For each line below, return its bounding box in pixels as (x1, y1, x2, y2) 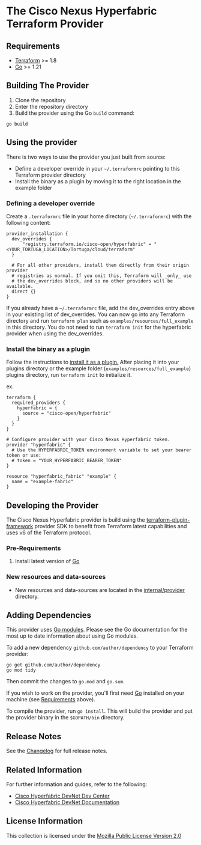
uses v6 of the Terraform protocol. (6, 529, 92, 536)
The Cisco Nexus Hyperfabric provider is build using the (6, 516, 145, 523)
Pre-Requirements (6, 544, 61, 552)
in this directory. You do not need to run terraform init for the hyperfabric (6, 323, 191, 331)
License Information (6, 816, 83, 826)
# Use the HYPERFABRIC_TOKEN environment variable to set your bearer (11, 447, 192, 453)
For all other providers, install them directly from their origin (17, 262, 189, 268)
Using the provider (6, 137, 77, 148)
